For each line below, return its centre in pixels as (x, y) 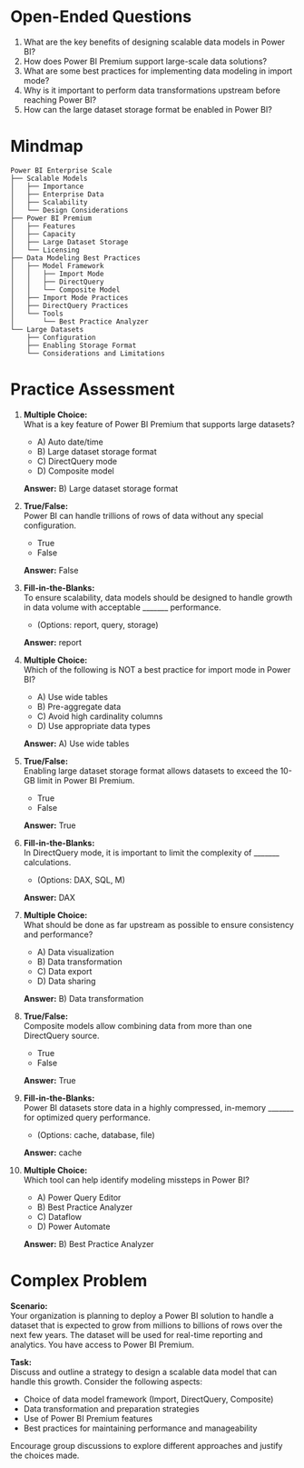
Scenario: (29, 1305)
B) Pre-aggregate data (79, 706)
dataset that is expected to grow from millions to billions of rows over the (147, 1325)
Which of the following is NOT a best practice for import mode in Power (157, 669)
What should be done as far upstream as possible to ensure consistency (158, 924)
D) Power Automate (74, 1226)
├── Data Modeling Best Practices (76, 258)
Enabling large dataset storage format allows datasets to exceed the (151, 771)
